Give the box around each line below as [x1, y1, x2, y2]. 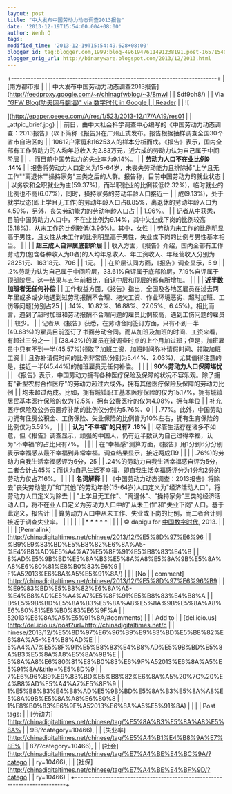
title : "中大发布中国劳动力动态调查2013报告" [7, 17, 125, 23]
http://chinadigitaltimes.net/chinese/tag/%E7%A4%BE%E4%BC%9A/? [9, 749, 212, 757]
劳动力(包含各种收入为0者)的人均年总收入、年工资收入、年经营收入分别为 [7, 249, 215, 258]
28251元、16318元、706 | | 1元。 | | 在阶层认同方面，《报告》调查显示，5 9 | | [7, 258, 225, 267]
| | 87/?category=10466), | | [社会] [21, 741, 119, 750]
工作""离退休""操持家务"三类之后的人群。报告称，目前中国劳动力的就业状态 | [7, 172, 225, 180]
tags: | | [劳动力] [7, 710, 53, 718]
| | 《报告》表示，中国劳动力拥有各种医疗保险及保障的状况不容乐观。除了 [7, 370, 215, 379]
